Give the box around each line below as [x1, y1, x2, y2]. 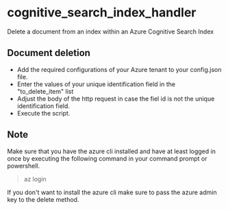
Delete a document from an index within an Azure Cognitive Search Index [7, 27, 214, 36]
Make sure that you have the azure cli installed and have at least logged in [7, 147, 216, 155]
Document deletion [7, 47, 91, 59]
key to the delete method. [7, 195, 79, 203]
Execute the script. [16, 109, 71, 117]
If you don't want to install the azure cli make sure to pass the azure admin [7, 188, 217, 196]
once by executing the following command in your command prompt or [7, 154, 207, 162]
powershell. [7, 161, 40, 170]
